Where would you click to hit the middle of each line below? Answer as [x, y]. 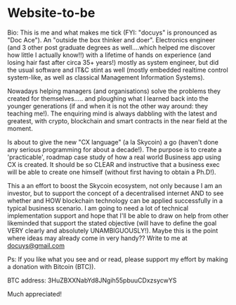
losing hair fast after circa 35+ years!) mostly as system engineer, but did [113, 62]
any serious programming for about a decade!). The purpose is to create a [115, 149]
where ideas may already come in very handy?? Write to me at [97, 238]
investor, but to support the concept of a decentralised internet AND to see [116, 193]
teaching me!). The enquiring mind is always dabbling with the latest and [112, 113]
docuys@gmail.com [36, 245]
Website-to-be [51, 13]
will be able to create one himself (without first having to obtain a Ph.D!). [112, 172]
